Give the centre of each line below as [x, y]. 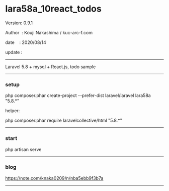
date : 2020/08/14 [26, 42]
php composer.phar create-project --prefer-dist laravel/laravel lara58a [78, 96]
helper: [13, 111]
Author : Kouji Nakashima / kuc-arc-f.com [49, 32]
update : [14, 52]
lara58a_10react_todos [53, 9]
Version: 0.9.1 [19, 23]
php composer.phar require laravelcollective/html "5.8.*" [64, 121]
